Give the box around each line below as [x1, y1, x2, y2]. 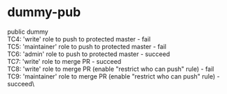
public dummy [7, 27, 49, 36]
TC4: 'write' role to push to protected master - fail [7, 34, 151, 43]
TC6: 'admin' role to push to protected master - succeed [7, 50, 170, 58]
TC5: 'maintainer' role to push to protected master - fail [7, 42, 167, 51]
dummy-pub [7, 4, 81, 20]
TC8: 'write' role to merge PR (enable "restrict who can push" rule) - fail [7, 65, 214, 73]
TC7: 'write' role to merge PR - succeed [7, 57, 121, 65]
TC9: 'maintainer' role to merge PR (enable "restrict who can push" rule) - [7, 72, 220, 81]
